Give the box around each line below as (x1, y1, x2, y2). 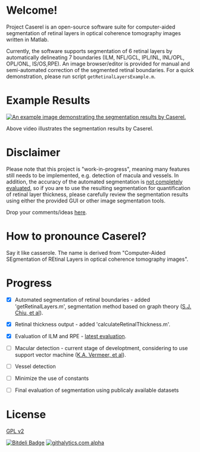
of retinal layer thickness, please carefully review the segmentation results (6, 191, 189, 198)
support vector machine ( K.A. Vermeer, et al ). (14, 351, 126, 358)
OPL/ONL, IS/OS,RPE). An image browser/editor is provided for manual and (6, 60, 190, 67)
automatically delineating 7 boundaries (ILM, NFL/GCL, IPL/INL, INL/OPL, (6, 54, 185, 61)
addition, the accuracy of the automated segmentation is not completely (6, 178, 183, 185)
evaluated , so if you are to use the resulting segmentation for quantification (6, 184, 190, 191)
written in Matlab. (6, 36, 49, 43)
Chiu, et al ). (14, 309, 43, 316)
